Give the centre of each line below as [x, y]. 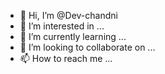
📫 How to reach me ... [66, 58]
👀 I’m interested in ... [62, 26]
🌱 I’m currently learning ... [73, 36]
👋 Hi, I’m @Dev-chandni [68, 15]
